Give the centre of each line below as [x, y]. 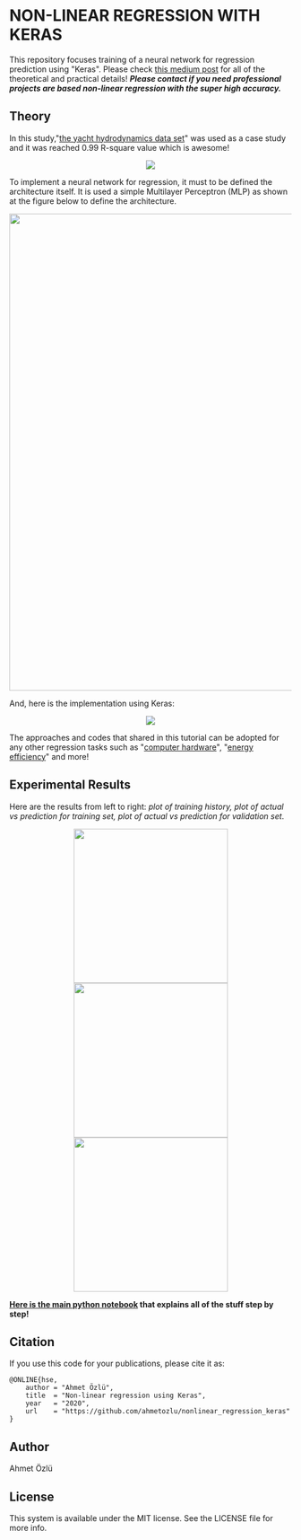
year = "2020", [58, 1404]
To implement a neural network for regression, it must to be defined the [141, 181]
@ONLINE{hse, [34, 1380]
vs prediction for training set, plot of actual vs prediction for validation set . [147, 816]
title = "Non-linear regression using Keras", [116, 1396]
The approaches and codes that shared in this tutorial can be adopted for [144, 737]
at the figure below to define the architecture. [93, 201]
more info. [28, 1528]
